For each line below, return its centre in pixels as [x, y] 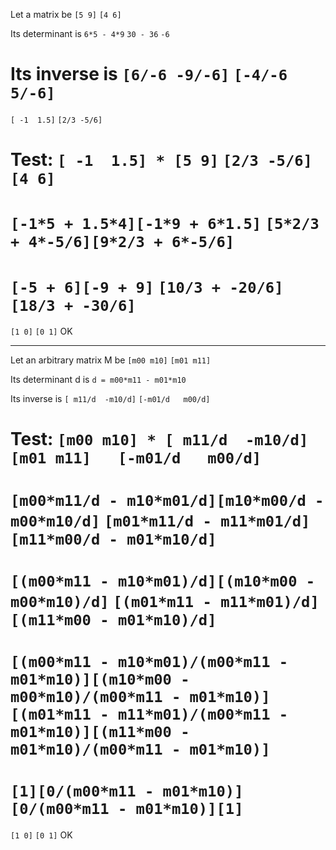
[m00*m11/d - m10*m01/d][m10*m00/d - [167, 500]
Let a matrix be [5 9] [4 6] [66, 14]
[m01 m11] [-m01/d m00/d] [136, 458]
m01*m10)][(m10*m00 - [100, 679]
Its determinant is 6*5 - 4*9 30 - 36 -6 [90, 33]
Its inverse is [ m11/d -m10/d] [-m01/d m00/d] [110, 399]
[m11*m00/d [55, 539]
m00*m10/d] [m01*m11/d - [111, 521]
